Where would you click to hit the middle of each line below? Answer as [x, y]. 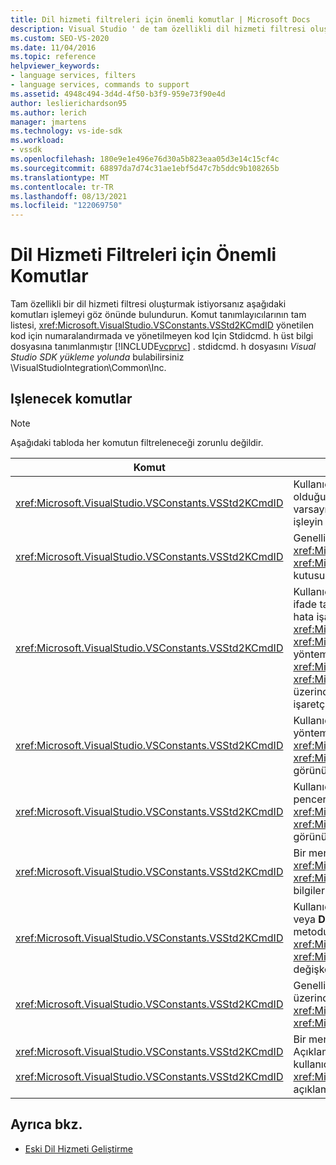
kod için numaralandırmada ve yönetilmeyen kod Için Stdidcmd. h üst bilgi [162, 336]
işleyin [308, 521]
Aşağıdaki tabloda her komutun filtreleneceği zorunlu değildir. [137, 442]
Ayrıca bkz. [46, 1124]
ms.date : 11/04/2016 [53, 47]
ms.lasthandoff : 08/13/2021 [69, 196]
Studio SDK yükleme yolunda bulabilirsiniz [97, 357]
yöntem [311, 733]
